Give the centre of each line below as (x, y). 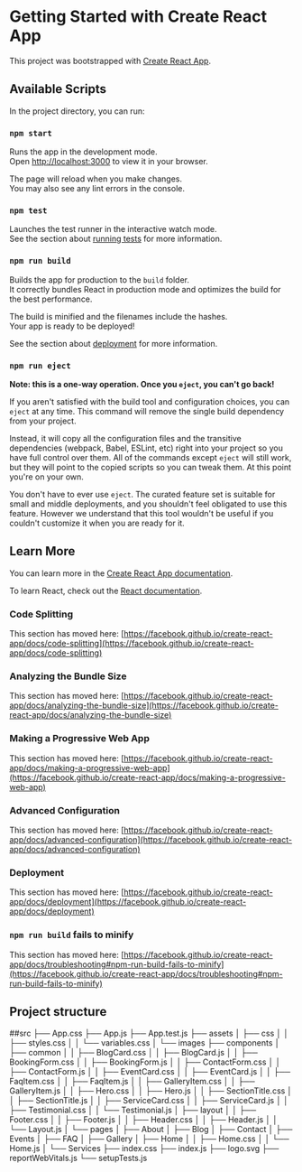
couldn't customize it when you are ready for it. (97, 523)
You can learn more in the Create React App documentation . (121, 573)
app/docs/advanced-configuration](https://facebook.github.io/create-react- (151, 839)
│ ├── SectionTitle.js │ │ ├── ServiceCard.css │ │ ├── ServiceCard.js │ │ (149, 1101)
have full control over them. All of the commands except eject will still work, (151, 457)
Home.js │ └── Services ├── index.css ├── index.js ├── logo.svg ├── (144, 1149)
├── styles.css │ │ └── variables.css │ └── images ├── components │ (145, 1043)
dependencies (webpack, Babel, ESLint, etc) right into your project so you (146, 448)
